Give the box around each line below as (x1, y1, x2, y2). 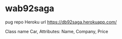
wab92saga (5, 3, 55, 14)
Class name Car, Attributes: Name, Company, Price (5, 28, 108, 34)
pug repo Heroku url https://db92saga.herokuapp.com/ (5, 19, 117, 25)
